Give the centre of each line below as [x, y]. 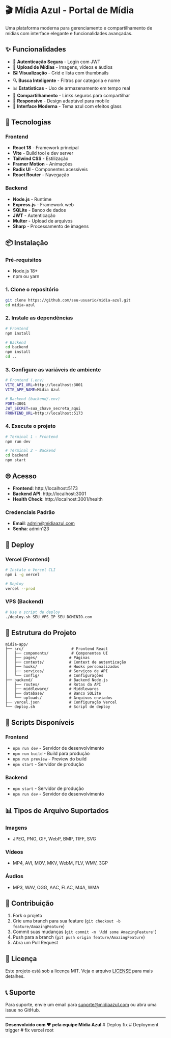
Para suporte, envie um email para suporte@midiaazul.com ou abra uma [81, 1004]
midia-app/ [17, 645]
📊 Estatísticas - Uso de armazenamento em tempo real [72, 88]
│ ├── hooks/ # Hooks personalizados [62, 667]
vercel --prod [20, 589]
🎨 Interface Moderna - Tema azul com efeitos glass [67, 106]
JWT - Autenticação [34, 215]
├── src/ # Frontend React [57, 649]
